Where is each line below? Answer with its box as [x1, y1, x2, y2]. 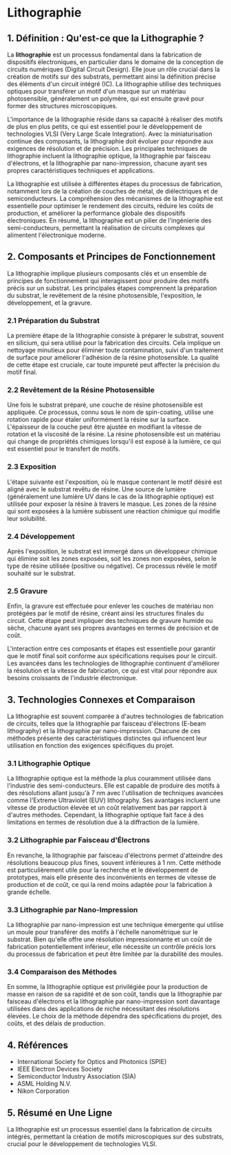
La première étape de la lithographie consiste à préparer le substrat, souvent [7, 331, 224, 340]
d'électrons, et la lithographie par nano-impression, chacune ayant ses [7, 159, 208, 167]
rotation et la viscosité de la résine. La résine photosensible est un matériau [7, 430, 221, 438]
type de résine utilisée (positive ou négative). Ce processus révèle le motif [7, 562, 218, 570]
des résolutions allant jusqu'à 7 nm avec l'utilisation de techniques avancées [7, 789, 223, 797]
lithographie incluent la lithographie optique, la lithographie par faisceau [7, 152, 211, 160]
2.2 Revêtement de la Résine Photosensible [7, 385, 155, 395]
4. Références [7, 1039, 69, 1051]
